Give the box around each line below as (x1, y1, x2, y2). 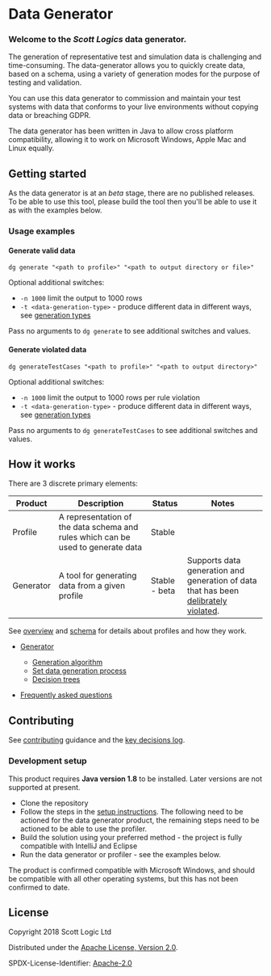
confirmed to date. (8, 882, 70, 892)
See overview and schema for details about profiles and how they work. (8, 626, 248, 636)
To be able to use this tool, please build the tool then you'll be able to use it (8, 197, 257, 207)
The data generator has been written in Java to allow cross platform (8, 126, 234, 136)
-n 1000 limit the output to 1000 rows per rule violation (19, 393, 200, 402)
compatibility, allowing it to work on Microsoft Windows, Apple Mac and (8, 135, 247, 145)
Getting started (8, 166, 87, 180)
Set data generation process (31, 666, 127, 675)
